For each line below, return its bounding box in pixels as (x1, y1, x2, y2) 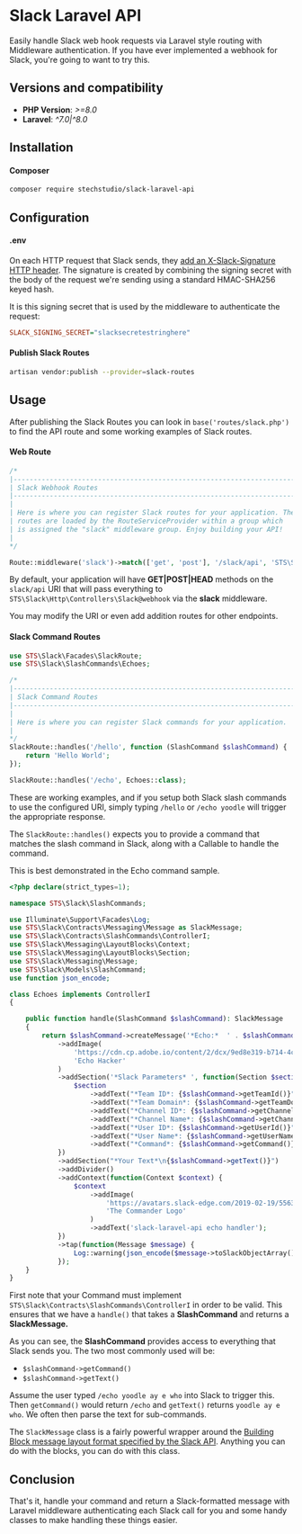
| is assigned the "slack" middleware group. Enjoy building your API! (9, 525, 283, 534)
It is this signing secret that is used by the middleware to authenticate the (9, 301, 280, 311)
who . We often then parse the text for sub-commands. (9, 1409, 207, 1420)
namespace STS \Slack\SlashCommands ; (9, 899, 147, 908)
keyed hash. (9, 283, 55, 294)
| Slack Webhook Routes (9, 483, 99, 492)
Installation (9, 140, 74, 156)
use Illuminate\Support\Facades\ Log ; (9, 915, 151, 924)
